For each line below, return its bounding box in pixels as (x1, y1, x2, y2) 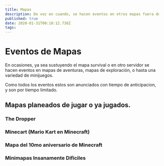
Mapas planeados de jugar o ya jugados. (5, 101, 131, 109)
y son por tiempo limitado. (5, 87, 58, 93)
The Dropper (5, 116, 36, 122)
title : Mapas (5, 7, 32, 12)
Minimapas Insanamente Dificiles (5, 155, 86, 162)
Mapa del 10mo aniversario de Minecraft (5, 142, 102, 149)
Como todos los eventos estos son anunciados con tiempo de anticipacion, (5, 82, 156, 88)
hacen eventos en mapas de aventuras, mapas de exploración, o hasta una (5, 67, 156, 73)
